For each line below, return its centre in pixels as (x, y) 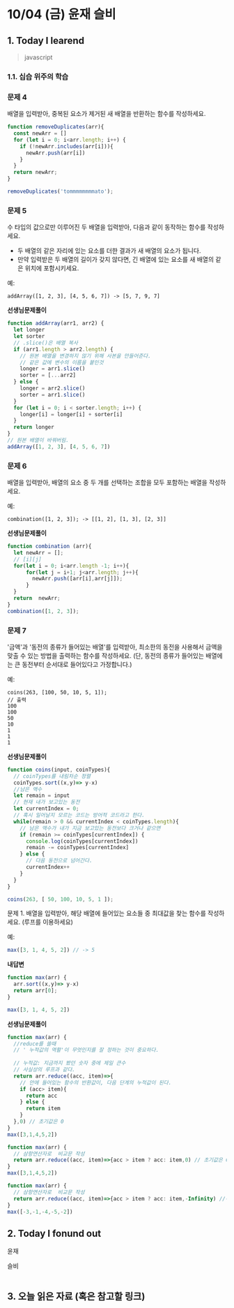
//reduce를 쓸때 (35, 1044)
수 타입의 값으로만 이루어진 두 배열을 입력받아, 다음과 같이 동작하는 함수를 (107, 227)
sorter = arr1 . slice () (53, 395)
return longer (34, 427)
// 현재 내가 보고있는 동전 (47, 802)
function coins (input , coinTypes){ (59, 770)
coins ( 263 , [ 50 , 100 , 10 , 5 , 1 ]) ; (60, 899)
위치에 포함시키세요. (52, 268)
